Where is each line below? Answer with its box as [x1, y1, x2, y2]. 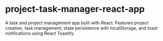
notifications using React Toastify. [5, 30, 75, 36]
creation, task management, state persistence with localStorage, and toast [5, 25, 158, 31]
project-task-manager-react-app [5, 3, 145, 15]
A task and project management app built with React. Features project [5, 20, 149, 26]
